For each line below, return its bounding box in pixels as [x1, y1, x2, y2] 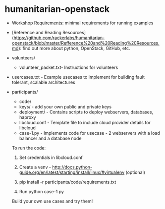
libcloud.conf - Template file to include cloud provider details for [19, 119, 151, 125]
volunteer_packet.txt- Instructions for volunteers [19, 64, 118, 70]
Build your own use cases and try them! [11, 198, 93, 204]
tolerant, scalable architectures [11, 79, 75, 85]
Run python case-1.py [19, 188, 64, 194]
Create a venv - [19, 164, 52, 170]
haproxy [19, 114, 36, 120]
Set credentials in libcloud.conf [19, 155, 83, 160]
